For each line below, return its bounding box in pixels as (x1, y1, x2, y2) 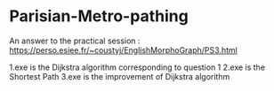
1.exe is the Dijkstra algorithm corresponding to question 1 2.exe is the (9, 62, 265, 72)
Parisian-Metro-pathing (9, 6, 189, 27)
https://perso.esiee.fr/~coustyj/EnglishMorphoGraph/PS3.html (9, 44, 238, 55)
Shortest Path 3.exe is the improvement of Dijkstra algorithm (9, 71, 230, 81)
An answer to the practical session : (9, 35, 141, 46)
